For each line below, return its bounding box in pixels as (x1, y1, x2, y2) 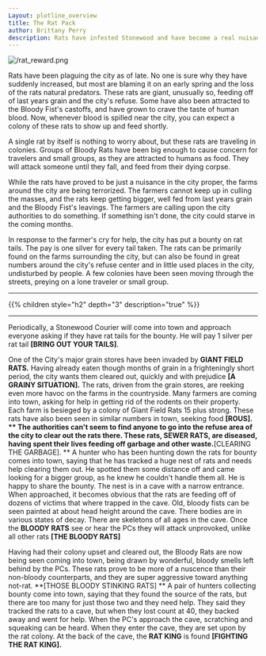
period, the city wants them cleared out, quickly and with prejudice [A (8, 372, 236, 382)
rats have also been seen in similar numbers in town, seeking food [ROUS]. (8, 414, 253, 424)
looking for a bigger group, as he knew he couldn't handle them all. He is (8, 473, 245, 482)
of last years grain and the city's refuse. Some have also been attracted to (8, 96, 250, 105)
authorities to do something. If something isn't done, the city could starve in (8, 211, 256, 221)
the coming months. (8, 220, 74, 229)
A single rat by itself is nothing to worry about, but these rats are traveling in (8, 136, 256, 147)
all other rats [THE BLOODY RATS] (8, 532, 121, 542)
